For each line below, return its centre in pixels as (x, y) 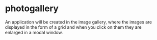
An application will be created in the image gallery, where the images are (78, 22)
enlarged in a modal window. (34, 32)
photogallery (32, 9)
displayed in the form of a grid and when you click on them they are (73, 27)
